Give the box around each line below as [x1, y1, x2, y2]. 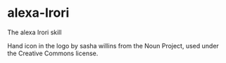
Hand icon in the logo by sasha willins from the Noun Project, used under [7, 41, 220, 50]
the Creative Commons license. [7, 49, 99, 57]
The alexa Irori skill [7, 28, 62, 36]
